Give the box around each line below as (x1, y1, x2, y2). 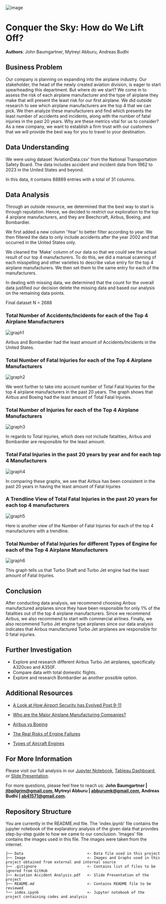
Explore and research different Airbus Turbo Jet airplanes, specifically (12, 659, 155, 665)
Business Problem (5, 63, 63, 72)
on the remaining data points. (5, 290, 66, 296)
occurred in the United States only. (5, 240, 76, 246)
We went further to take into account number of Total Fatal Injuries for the (5, 384, 155, 389)
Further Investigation (5, 646, 72, 654)
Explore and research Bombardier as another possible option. (12, 675, 137, 681)
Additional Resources (5, 689, 73, 697)
